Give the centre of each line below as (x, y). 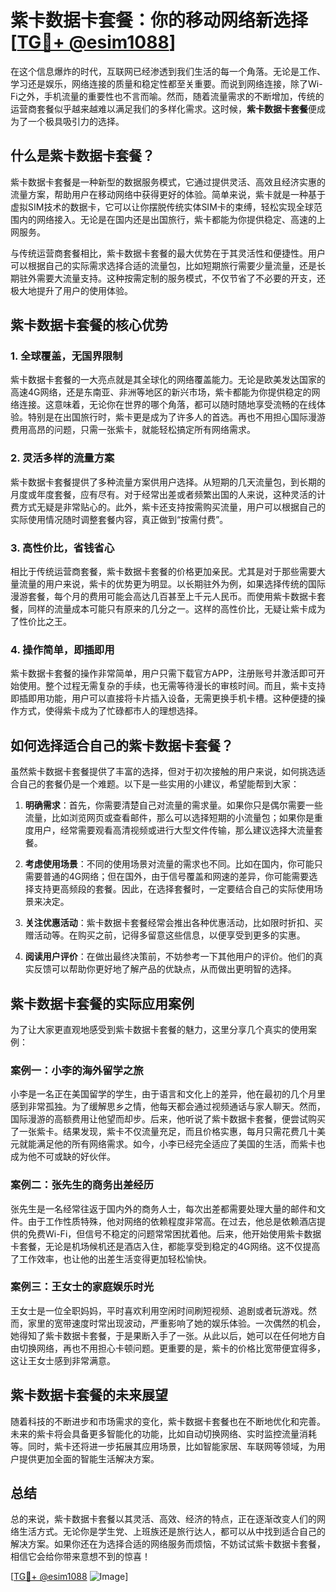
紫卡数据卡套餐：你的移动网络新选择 (159, 20)
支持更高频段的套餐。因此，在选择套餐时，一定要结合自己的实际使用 (174, 889)
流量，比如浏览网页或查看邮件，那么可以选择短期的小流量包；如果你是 (169, 818)
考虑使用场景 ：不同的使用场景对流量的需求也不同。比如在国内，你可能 (169, 864)
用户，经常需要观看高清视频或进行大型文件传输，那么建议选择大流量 (174, 830)
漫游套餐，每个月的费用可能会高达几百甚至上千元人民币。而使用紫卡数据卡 (163, 597)
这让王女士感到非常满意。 (63, 1360)
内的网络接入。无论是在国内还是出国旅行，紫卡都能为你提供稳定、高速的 (167, 219)
